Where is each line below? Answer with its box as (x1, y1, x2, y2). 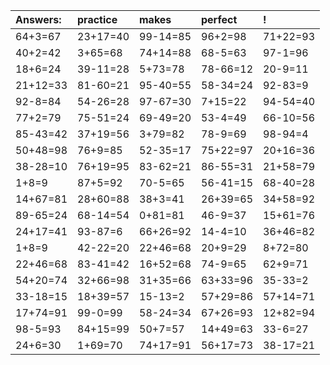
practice (77, 13, 118, 26)
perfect (201, 13, 238, 26)
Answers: (15, 13, 62, 26)
